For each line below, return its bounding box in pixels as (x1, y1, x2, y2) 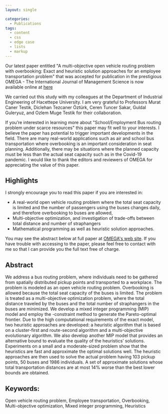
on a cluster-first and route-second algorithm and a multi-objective (5, 327, 143, 333)
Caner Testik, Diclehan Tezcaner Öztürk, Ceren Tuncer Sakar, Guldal (5, 104, 146, 110)
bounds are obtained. (5, 370, 49, 376)
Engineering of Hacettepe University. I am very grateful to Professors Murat (5, 99, 161, 105)
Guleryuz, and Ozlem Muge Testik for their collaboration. (5, 110, 122, 116)
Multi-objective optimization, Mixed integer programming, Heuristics (5, 403, 146, 409)
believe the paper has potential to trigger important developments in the (5, 130, 153, 136)
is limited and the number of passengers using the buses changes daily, (12, 205, 161, 211)
